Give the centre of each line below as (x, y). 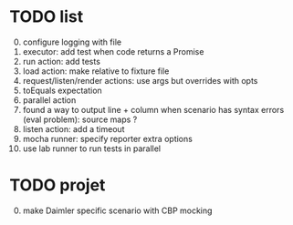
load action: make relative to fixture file (96, 71)
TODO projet (58, 185)
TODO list (47, 17)
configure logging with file (72, 42)
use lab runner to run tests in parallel (92, 148)
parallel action (49, 100)
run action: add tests (61, 61)
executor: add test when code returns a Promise (113, 51)
